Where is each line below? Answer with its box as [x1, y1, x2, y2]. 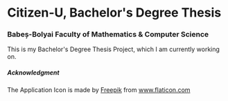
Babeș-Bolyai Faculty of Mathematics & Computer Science [7, 30, 209, 39]
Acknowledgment [7, 68, 60, 77]
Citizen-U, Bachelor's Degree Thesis [7, 5, 222, 21]
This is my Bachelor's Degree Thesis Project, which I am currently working [7, 45, 220, 53]
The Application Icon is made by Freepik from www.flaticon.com [7, 86, 191, 94]
